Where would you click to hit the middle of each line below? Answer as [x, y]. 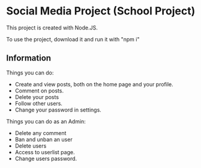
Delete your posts [37, 97]
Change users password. [46, 158]
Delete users [31, 146]
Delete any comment [40, 133]
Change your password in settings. [58, 110]
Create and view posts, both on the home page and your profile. [94, 84]
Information [29, 58]
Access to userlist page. [45, 152]
